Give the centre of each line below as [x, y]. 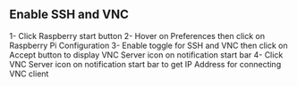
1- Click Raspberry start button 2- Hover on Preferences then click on [137, 35]
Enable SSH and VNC [69, 15]
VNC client [29, 74]
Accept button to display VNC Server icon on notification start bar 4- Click [146, 55]
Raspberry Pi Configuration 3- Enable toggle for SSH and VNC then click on [148, 45]
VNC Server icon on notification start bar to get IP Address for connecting [145, 64]
